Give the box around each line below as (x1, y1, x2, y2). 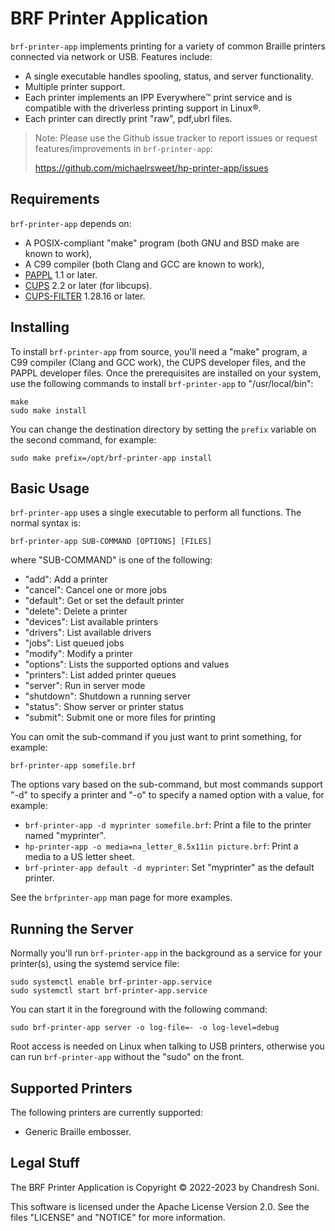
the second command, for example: (10, 433, 157, 446)
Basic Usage (10, 480, 90, 497)
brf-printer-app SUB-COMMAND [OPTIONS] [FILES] (10, 537, 213, 547)
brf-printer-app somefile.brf (10, 761, 137, 771)
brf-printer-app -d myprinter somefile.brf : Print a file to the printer (24, 819, 312, 831)
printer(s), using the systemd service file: (10, 958, 180, 970)
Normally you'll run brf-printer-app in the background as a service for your (10, 947, 323, 959)
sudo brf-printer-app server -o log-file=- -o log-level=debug (10, 1023, 280, 1033)
